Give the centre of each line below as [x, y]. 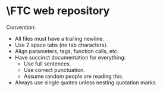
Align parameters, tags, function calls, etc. [67, 51]
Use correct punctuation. [54, 70]
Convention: [21, 27]
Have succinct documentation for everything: [70, 57]
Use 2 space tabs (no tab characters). [61, 45]
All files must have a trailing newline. [59, 38]
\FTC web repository [58, 11]
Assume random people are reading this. [73, 76]
